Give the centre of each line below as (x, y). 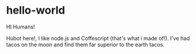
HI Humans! (21, 27)
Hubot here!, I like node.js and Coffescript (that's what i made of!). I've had (98, 38)
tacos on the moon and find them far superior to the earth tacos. (85, 45)
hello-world (36, 10)
